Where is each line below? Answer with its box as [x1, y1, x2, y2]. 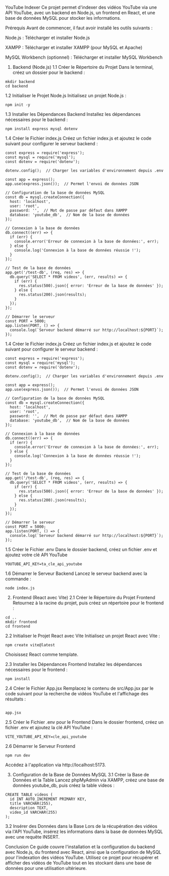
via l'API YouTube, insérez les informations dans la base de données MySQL [5, 828, 163, 835]
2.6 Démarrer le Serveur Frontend [5, 743, 76, 749]
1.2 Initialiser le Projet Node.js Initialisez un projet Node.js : [5, 93, 127, 98]
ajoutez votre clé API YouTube [5, 552, 68, 558]
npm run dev [5, 753, 30, 758]
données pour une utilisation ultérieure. [5, 865, 87, 871]
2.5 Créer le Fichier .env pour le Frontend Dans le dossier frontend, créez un [5, 719, 164, 725]
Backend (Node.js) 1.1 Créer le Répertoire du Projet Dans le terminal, [12, 64, 154, 70]
